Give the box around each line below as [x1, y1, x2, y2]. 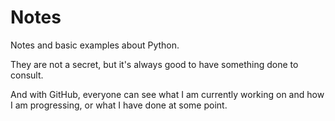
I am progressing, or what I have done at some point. [10, 99, 228, 111]
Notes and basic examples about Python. [10, 39, 180, 51]
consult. [10, 69, 44, 81]
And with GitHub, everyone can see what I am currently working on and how [10, 88, 325, 100]
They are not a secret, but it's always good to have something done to [10, 58, 299, 70]
